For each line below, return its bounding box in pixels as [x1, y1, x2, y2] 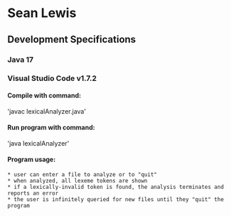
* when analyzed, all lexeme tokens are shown [7, 178, 148, 185]
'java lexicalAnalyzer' [7, 139, 70, 147]
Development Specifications [7, 33, 136, 45]
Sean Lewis [7, 5, 77, 21]
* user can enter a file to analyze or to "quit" [7, 171, 158, 178]
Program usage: [7, 155, 56, 164]
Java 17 [7, 55, 34, 65]
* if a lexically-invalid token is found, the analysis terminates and [7, 183, 224, 191]
